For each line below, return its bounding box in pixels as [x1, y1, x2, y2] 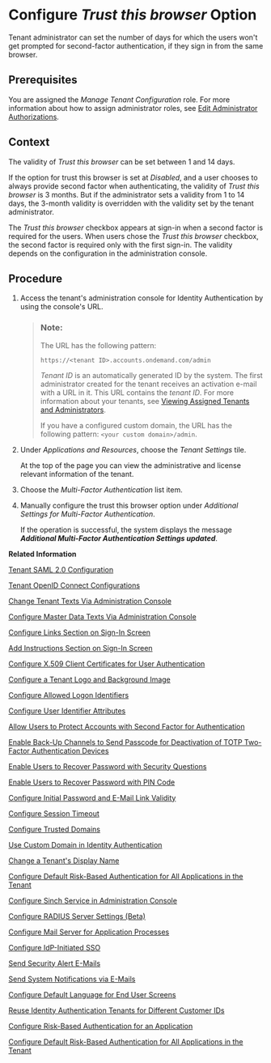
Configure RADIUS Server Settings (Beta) [8, 911, 146, 921]
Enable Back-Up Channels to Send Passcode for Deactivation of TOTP [8, 737, 243, 746]
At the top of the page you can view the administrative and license [19, 460, 241, 470]
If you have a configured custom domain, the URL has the [40, 420, 233, 430]
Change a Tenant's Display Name [8, 856, 120, 865]
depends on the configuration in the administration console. [8, 249, 208, 258]
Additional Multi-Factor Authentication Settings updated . [19, 533, 218, 543]
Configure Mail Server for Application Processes [8, 927, 170, 937]
